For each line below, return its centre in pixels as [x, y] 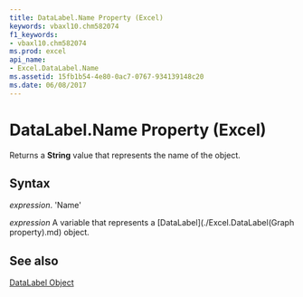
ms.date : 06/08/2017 [48, 85]
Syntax [30, 183]
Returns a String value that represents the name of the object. [125, 155]
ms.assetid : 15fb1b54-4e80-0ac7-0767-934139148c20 [107, 77]
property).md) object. [50, 233]
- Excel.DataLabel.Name [54, 69]
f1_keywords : [34, 34]
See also [34, 260]
